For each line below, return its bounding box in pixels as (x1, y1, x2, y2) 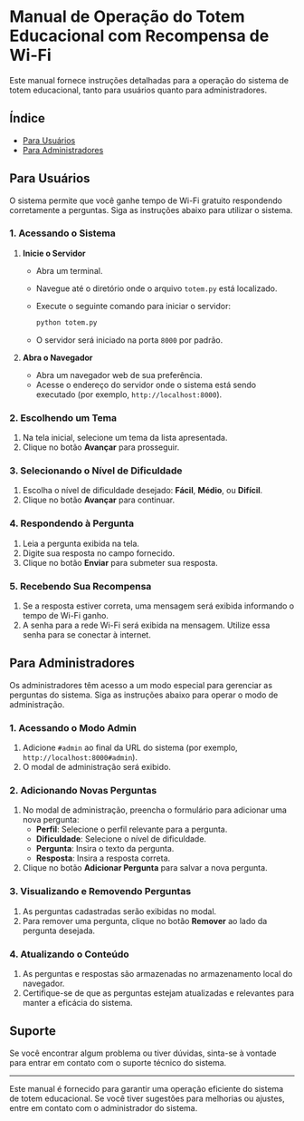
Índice (9, 111, 45, 126)
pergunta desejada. (22, 925, 96, 936)
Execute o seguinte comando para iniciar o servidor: (35, 300, 232, 311)
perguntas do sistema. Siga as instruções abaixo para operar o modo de (9, 689, 279, 700)
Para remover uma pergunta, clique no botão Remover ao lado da (22, 915, 268, 926)
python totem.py (35, 317, 98, 327)
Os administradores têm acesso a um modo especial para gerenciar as (9, 679, 273, 690)
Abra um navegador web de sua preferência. (35, 369, 204, 380)
